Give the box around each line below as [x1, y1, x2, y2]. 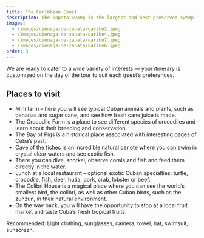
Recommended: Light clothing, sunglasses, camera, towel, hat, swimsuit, [6, 219, 188, 227]
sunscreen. [6, 226, 35, 233]
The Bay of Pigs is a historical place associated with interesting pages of [15, 131, 197, 138]
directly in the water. [15, 163, 67, 170]
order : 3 [6, 48, 29, 55]
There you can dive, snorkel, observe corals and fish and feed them [15, 156, 185, 164]
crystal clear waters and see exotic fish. [15, 150, 115, 157]
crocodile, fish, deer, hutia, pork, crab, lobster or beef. [15, 176, 151, 183]
